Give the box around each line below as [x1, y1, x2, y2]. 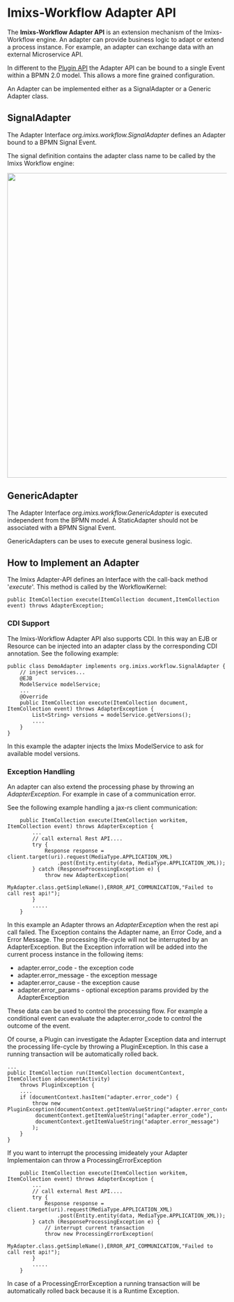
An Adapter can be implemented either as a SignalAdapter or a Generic [7, 84, 211, 93]
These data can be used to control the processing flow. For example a [7, 1007, 208, 1015]
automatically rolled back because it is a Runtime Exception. [7, 1287, 180, 1295]
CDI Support [7, 619, 50, 628]
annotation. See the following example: [7, 649, 119, 658]
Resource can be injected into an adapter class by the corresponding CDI [7, 642, 218, 650]
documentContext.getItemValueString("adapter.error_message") [35, 1118, 219, 1125]
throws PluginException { [19, 1081, 95, 1088]
